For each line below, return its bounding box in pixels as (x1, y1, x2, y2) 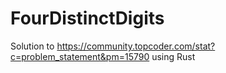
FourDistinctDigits (10, 7, 165, 30)
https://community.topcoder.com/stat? (56, 40, 216, 52)
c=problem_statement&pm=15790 (10, 50, 150, 62)
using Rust (151, 50, 196, 62)
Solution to (10, 40, 55, 52)
